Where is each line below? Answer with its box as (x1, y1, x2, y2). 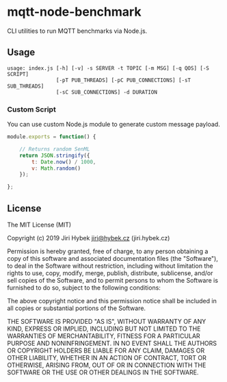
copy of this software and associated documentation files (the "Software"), (7, 254, 219, 262)
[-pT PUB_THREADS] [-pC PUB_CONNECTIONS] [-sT (55, 77, 191, 84)
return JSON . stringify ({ (19, 152, 90, 159)
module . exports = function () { (7, 133, 96, 140)
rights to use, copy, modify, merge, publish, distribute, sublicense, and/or (7, 268, 213, 277)
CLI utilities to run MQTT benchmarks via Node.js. (7, 27, 148, 35)
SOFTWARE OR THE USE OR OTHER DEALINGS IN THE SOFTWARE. (7, 368, 199, 377)
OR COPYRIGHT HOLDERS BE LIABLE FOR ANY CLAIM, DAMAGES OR (7, 346, 205, 355)
